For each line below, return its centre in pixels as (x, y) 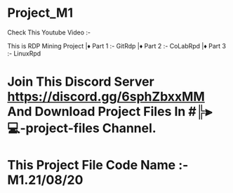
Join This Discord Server (81, 82)
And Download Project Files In (96, 112)
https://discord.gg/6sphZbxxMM (106, 97)
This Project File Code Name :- (98, 165)
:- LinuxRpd (24, 53)
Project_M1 (40, 13)
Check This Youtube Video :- (49, 32)
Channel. (129, 128)
